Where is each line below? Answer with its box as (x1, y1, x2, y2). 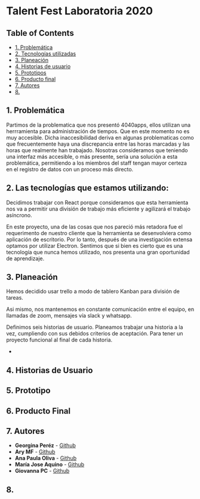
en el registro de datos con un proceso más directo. (6, 165, 134, 173)
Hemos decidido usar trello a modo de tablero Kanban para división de (6, 288, 180, 295)
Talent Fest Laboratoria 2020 (6, 4, 153, 18)
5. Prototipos (14, 69, 47, 76)
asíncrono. (6, 211, 33, 218)
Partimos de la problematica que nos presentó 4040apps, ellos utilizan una (6, 121, 191, 128)
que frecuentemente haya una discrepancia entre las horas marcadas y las (6, 140, 190, 147)
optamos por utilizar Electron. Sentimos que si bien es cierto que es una (6, 242, 183, 249)
